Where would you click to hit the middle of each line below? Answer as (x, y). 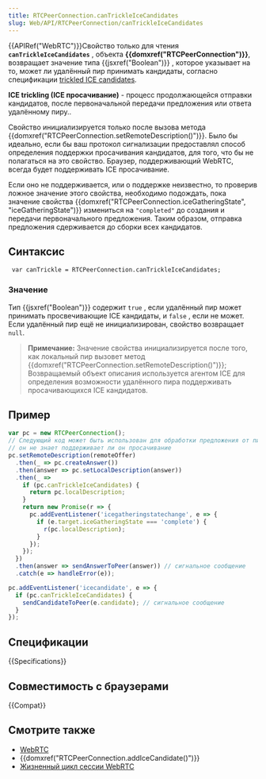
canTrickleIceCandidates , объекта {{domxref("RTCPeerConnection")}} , (129, 54)
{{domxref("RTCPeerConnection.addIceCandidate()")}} (110, 758)
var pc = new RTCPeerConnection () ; (67, 434)
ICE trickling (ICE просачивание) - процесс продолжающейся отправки (130, 94)
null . (17, 332)
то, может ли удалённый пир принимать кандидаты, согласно (113, 71)
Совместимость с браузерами (88, 686)
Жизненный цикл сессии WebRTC (77, 766)
